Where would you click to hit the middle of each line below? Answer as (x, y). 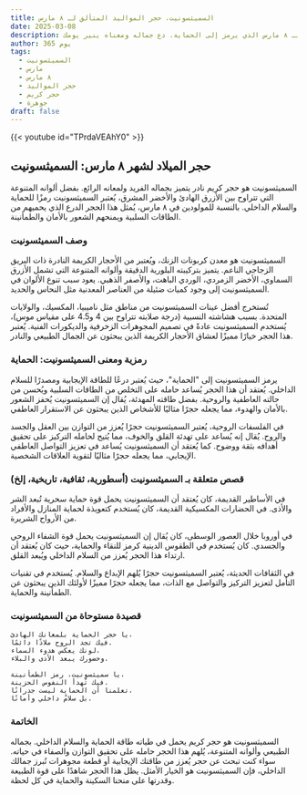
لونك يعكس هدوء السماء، (56, 651)
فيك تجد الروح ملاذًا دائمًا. (61, 643)
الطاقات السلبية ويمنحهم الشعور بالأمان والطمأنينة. (96, 217)
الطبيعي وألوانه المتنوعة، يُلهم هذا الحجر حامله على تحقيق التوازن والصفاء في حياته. (150, 751)
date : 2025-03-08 (43, 26)
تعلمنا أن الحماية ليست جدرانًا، (72, 691)
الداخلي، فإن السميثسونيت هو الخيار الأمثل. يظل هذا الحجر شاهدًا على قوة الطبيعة (148, 770)
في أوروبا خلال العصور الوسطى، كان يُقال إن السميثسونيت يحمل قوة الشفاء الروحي (151, 535)
